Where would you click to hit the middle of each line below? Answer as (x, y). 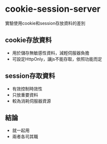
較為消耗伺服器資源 (32, 101)
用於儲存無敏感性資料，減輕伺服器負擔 (51, 53)
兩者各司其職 (25, 137)
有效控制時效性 (27, 89)
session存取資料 (30, 76)
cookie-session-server (53, 9)
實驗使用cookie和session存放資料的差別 (45, 23)
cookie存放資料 (29, 40)
